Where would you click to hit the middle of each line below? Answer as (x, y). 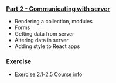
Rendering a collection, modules (53, 22)
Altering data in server (41, 40)
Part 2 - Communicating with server (58, 9)
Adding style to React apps (47, 46)
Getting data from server (44, 34)
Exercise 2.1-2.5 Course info (48, 74)
